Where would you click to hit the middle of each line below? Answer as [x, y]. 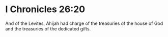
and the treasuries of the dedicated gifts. [48, 28]
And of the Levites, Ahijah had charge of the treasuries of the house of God [84, 23]
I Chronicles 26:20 [45, 9]
